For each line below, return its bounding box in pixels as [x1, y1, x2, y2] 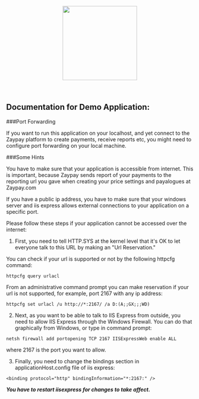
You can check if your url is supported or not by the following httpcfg [6, 255, 175, 262]
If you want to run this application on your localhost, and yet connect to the [6, 129, 190, 137]
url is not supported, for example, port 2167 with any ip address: [6, 290, 163, 297]
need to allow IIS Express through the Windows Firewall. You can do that [14, 318, 192, 325]
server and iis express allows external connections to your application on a [6, 202, 189, 209]
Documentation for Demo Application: [6, 102, 150, 112]
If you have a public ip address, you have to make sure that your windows [6, 195, 186, 202]
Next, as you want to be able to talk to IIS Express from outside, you [14, 312, 181, 319]
